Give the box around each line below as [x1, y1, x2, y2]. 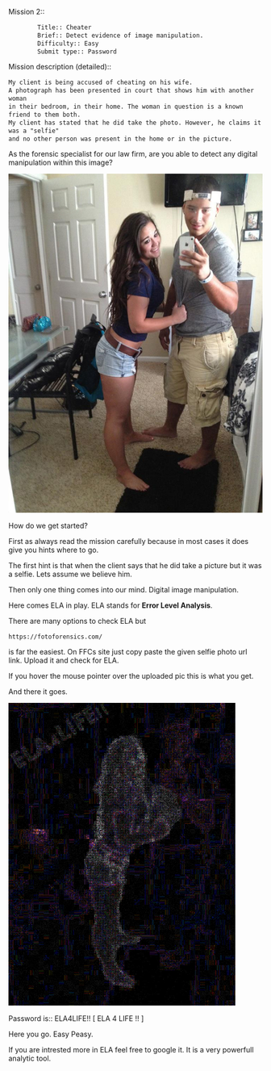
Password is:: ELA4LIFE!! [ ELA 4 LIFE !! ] [8, 1014, 144, 1023]
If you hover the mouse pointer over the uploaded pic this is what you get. [8, 671, 254, 680]
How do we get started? [8, 521, 89, 530]
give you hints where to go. [8, 545, 99, 554]
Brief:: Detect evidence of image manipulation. [37, 31, 204, 40]
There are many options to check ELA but [8, 617, 147, 625]
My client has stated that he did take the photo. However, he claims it [8, 119, 262, 127]
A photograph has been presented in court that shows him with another [8, 86, 254, 94]
